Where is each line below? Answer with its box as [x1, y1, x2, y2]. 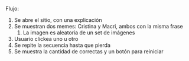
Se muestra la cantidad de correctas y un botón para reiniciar [14, 48, 164, 55]
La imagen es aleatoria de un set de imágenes [22, 29, 135, 36]
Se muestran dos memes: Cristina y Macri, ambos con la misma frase [14, 23, 184, 30]
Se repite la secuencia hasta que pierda [14, 41, 110, 49]
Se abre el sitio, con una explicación [14, 17, 102, 23]
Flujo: [5, 5, 19, 12]
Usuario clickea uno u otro [14, 36, 79, 42]
